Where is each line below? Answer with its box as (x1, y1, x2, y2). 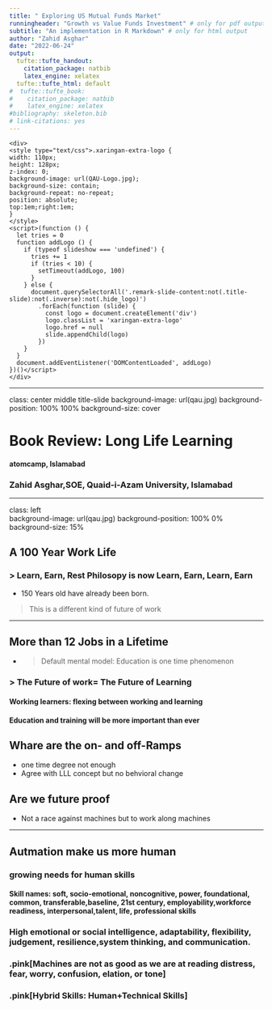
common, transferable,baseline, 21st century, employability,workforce (9, 897, 252, 907)
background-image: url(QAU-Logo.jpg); (9, 175, 140, 183)
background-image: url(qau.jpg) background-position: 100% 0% (9, 513, 224, 523)
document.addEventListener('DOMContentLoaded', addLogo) (16, 358, 212, 367)
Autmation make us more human (9, 845, 177, 858)
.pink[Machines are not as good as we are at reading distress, (9, 958, 256, 969)
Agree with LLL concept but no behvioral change (20, 769, 184, 778)
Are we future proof (9, 792, 111, 806)
